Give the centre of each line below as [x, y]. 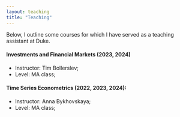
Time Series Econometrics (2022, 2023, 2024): [67, 88]
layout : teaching [28, 12]
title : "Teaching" [29, 17]
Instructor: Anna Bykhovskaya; [53, 101]
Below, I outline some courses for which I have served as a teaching [90, 34]
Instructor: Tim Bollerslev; [47, 68]
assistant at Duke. [28, 41]
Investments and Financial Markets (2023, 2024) [68, 55]
